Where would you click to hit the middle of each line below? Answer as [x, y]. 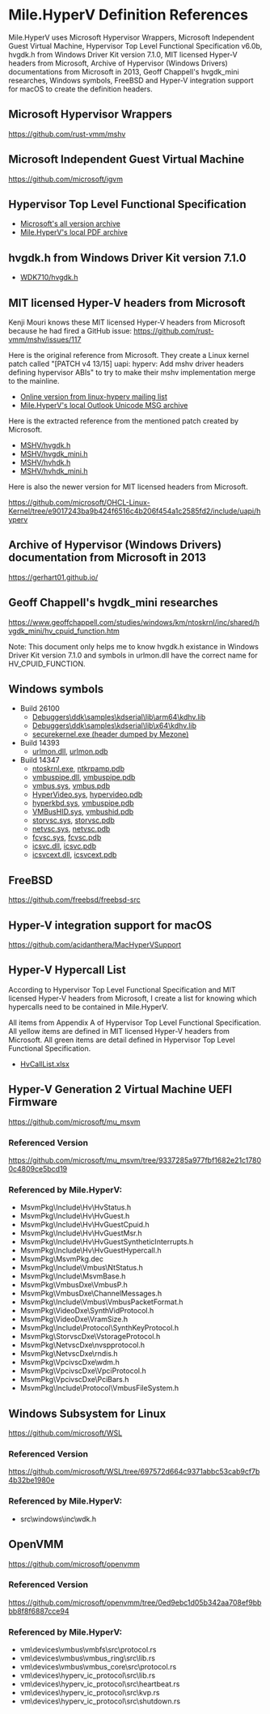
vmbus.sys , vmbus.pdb [71, 786]
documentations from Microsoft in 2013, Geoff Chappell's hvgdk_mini [124, 71]
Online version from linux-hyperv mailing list [94, 397]
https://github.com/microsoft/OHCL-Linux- [80, 502]
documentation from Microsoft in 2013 [108, 557]
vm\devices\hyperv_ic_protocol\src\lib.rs [88, 1676]
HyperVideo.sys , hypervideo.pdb [87, 794]
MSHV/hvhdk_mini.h [54, 471]
